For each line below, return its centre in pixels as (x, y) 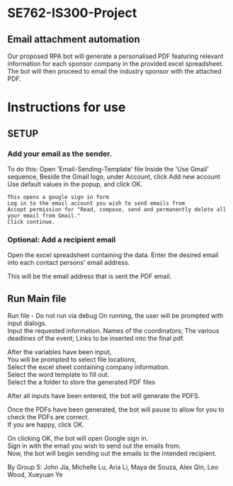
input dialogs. (27, 323)
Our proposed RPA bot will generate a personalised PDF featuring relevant (115, 56)
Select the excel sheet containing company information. (89, 367)
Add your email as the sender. (60, 154)
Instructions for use (67, 107)
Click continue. (31, 222)
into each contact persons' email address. (69, 263)
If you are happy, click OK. (46, 424)
